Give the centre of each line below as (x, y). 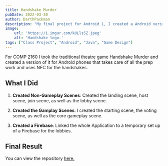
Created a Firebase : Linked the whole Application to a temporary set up (86, 125)
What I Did (22, 83)
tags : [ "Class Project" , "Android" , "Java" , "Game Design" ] (69, 43)
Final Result (24, 146)
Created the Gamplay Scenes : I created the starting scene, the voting (84, 110)
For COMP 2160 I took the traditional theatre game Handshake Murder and (82, 57)
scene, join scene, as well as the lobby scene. (59, 100)
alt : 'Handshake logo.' (39, 38)
